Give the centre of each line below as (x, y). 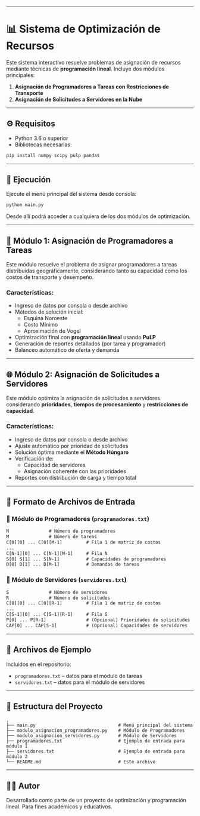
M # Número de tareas (51, 537)
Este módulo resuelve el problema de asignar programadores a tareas (92, 265)
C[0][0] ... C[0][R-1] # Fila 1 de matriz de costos (84, 603)
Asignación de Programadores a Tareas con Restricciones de (92, 87)
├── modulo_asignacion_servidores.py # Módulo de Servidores (92, 736)
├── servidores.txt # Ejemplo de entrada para (96, 751)
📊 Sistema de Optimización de (83, 29)
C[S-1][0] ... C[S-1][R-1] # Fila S (57, 615)
